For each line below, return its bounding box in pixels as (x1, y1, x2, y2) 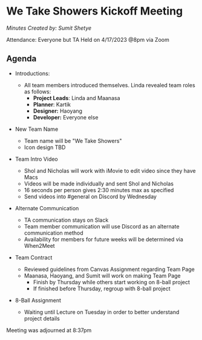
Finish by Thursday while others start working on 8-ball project (33, 278, 191, 285)
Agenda (6, 53, 37, 64)
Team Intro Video (15, 155, 59, 162)
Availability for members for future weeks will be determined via (24, 235, 183, 243)
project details (24, 315, 60, 322)
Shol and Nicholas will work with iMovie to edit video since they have (24, 167, 196, 174)
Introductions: (15, 70, 50, 77)
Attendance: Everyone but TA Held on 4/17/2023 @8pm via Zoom (6, 36, 169, 43)
